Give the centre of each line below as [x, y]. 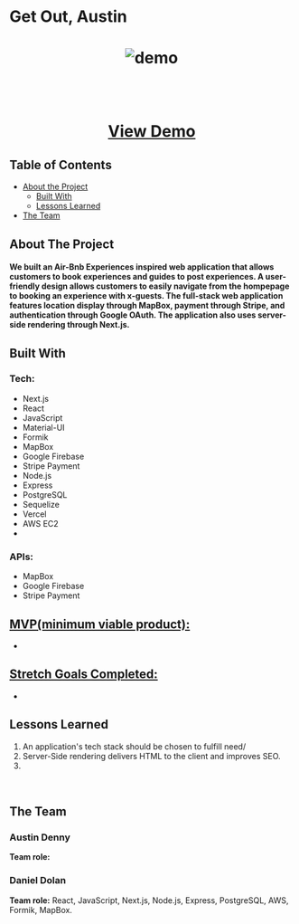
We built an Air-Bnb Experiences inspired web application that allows [142, 267]
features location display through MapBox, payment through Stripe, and [147, 306]
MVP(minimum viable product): [100, 624]
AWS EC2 [40, 523]
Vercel [34, 514]
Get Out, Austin [69, 17]
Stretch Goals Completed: [84, 675]
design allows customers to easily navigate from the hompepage [165, 286]
